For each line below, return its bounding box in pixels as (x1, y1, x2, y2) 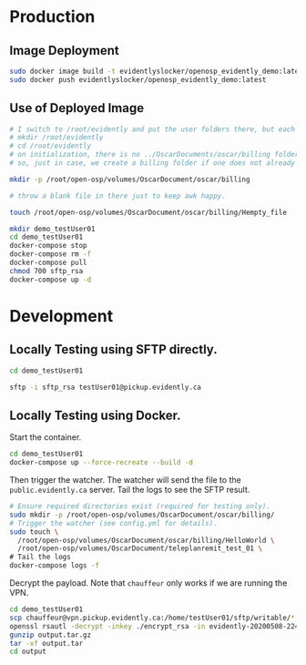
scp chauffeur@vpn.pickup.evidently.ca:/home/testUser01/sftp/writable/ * (9, 613, 296, 622)
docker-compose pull (9, 258, 88, 268)
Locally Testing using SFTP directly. (9, 342, 218, 357)
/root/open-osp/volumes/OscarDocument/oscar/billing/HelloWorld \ (17, 536, 275, 545)
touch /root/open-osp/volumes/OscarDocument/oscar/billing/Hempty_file (9, 208, 287, 217)
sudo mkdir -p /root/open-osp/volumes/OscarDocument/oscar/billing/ (9, 510, 275, 519)
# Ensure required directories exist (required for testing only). (9, 502, 271, 511)
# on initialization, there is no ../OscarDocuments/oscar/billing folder (9, 150, 300, 159)
